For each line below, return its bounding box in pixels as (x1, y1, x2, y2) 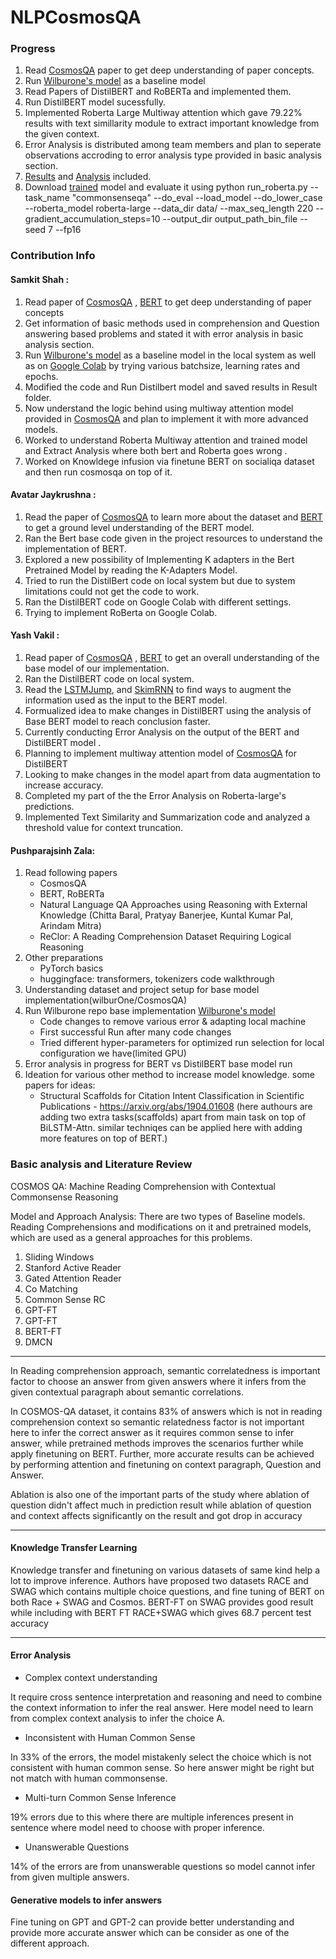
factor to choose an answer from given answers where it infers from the (10, 1375, 307, 1387)
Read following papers (24, 867, 118, 879)
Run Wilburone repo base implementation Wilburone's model (24, 1005, 276, 1017)
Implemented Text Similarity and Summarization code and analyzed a (24, 811, 311, 823)
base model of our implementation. (24, 662, 170, 675)
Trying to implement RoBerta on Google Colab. (24, 606, 218, 618)
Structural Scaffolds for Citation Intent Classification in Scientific (39, 1090, 305, 1102)
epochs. (24, 370, 59, 382)
